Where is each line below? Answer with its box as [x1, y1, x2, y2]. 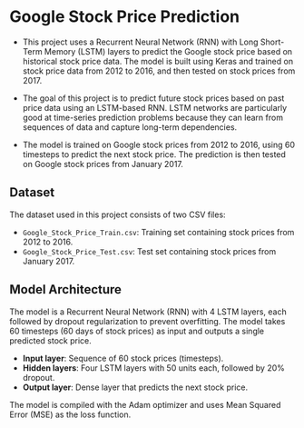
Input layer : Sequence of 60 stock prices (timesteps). [22, 353, 224, 363]
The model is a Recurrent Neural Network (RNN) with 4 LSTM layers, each [9, 306, 288, 317]
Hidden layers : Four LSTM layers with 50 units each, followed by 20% [22, 362, 286, 373]
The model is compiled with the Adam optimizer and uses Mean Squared [9, 399, 281, 410]
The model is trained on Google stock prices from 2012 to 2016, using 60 [22, 139, 296, 150]
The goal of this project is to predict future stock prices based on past [22, 93, 285, 104]
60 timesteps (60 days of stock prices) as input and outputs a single [9, 325, 265, 336]
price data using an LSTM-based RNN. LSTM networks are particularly [22, 102, 288, 113]
